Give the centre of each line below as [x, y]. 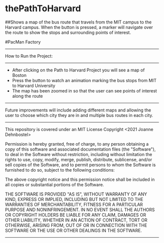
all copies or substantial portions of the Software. [54, 184]
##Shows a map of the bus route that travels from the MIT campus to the [78, 22]
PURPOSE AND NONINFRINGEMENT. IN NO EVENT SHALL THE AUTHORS [80, 210]
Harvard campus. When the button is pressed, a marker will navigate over [79, 27]
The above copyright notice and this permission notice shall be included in [80, 179]
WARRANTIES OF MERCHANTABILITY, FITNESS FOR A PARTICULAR [74, 204]
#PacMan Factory [23, 42]
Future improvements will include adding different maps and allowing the [78, 110]
